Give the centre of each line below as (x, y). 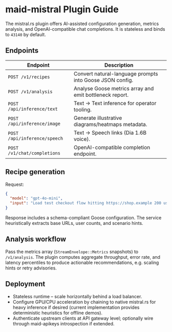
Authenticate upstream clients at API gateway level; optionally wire (83, 318)
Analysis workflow (36, 239)
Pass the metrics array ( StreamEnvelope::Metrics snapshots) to (72, 252)
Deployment (25, 284)
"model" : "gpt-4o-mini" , (36, 198)
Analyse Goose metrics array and (114, 88)
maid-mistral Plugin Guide (62, 9)
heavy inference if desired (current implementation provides (76, 307)
